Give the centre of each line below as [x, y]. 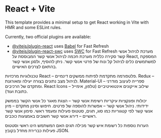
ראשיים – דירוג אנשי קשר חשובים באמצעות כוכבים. [51, 116]
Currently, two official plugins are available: [48, 37]
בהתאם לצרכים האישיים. [34, 67]
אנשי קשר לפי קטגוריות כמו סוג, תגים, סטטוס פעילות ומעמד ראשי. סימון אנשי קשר [79, 111]
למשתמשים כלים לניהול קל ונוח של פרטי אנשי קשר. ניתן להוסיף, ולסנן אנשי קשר [84, 61]
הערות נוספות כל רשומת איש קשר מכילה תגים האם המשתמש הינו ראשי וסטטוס [77, 125]
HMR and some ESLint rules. [33, 27]
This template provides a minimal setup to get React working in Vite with [77, 22]
